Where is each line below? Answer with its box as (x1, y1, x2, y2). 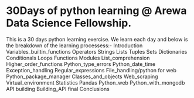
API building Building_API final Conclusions (6, 85, 110, 92)
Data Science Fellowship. (6, 16, 132, 30)
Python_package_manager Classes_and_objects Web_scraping (6, 73, 158, 80)
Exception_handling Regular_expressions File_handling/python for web (6, 66, 177, 73)
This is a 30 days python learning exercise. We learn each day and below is (6, 36, 188, 43)
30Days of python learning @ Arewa (6, 4, 187, 17)
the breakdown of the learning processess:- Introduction (6, 42, 143, 49)
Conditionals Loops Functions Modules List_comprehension (6, 54, 150, 61)
